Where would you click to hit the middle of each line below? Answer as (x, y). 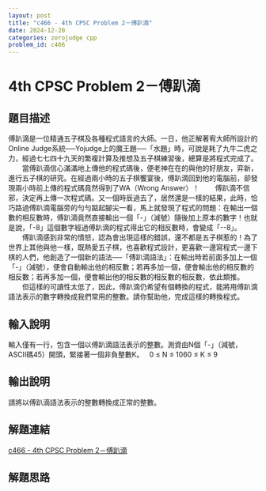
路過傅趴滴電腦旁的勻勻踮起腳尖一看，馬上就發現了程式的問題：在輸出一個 (136, 208)
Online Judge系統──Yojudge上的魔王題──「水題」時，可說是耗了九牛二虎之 (133, 149)
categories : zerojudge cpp (53, 38)
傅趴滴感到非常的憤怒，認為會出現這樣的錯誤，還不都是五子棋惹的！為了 (140, 237)
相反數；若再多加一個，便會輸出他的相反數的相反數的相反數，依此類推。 (126, 277)
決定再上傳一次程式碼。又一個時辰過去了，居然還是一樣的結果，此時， (136, 198)
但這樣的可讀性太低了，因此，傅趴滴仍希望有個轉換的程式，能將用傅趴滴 (140, 287)
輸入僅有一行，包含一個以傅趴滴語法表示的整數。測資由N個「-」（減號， (125, 344)
